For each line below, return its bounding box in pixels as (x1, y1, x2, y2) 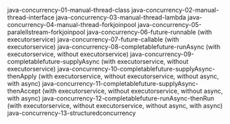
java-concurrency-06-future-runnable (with (86, 28, 213, 36)
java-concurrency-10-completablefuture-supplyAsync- (57, 65, 215, 73)
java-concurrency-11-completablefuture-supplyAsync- (41, 80, 199, 87)
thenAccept (7, 87, 41, 95)
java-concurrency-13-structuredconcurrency (7, 109, 136, 117)
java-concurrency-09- (130, 50, 194, 58)
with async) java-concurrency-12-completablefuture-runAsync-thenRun (7, 94, 215, 103)
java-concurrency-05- (137, 21, 202, 28)
